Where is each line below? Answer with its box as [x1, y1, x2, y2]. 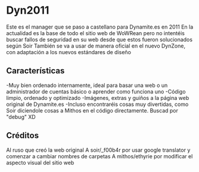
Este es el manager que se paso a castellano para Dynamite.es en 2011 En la [6, 23, 194, 30]
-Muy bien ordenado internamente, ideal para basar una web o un [6, 82, 168, 89]
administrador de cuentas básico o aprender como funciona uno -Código [6, 87, 186, 95]
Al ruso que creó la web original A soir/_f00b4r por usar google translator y [6, 146, 191, 154]
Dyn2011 [6, 4, 49, 17]
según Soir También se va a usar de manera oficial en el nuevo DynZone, [6, 42, 186, 49]
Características [6, 66, 65, 76]
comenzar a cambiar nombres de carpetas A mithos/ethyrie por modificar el [6, 152, 193, 160]
